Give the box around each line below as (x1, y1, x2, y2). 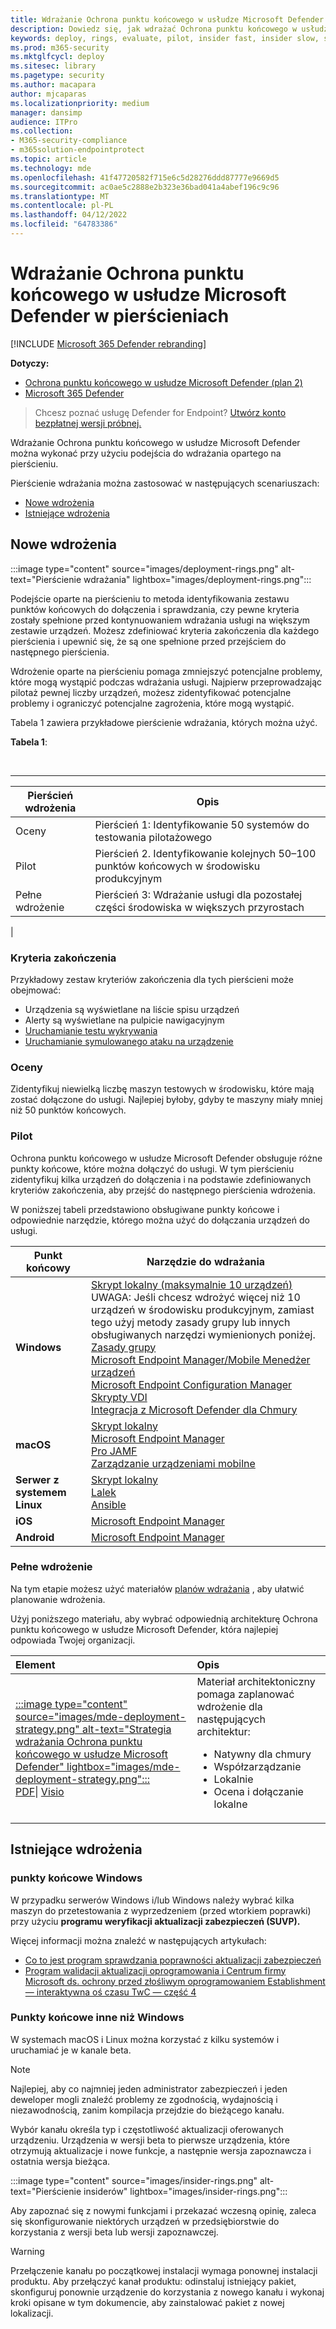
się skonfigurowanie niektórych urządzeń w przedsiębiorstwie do (10, 2215, 280, 2227)
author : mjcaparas (10, 89, 87, 99)
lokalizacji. (10, 2307, 54, 2319)
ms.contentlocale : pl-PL (10, 201, 114, 211)
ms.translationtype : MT (10, 191, 110, 201)
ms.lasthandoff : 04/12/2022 (10, 210, 128, 220)
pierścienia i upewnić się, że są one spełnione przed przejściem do (10, 635, 287, 647)
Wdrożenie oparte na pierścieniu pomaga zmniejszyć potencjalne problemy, (10, 665, 323, 677)
